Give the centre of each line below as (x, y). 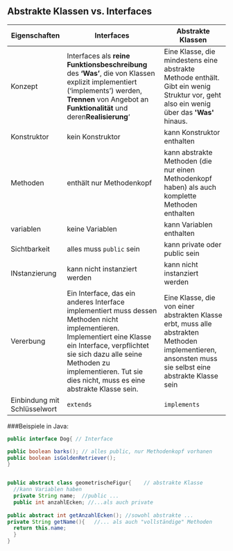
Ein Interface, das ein (101, 293)
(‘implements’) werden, (104, 90)
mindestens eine (191, 60)
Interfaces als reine (98, 56)
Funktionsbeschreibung (107, 64)
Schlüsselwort (34, 408)
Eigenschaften (35, 35)
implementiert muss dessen (112, 310)
